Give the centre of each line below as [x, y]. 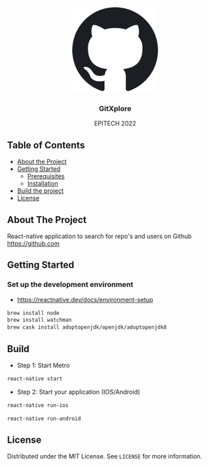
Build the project [40, 191]
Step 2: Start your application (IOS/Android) [78, 392]
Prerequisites [46, 176]
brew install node [33, 313]
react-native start [35, 379]
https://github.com [33, 243]
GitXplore [115, 108]
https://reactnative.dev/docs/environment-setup [85, 299]
